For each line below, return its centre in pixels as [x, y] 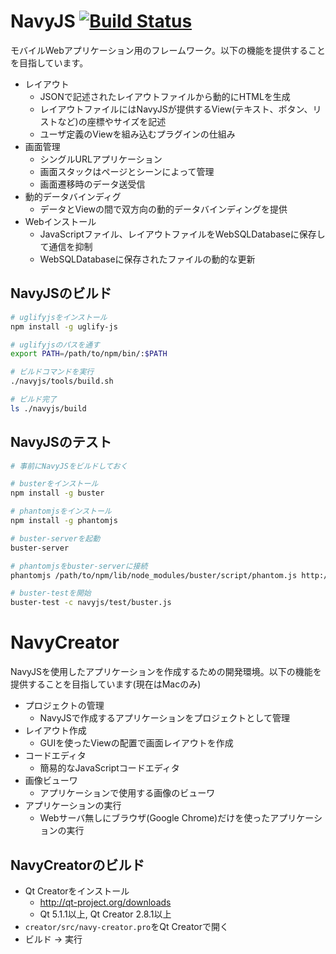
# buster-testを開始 [51, 593]
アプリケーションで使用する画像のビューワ [127, 793]
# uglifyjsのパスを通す [55, 345]
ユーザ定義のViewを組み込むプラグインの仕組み [137, 134]
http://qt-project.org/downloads [105, 902]
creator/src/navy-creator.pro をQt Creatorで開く [127, 926]
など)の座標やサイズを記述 [112, 121]
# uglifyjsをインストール [59, 317]
